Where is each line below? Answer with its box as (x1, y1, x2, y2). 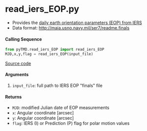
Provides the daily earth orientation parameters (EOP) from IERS (12, 20, 142, 26)
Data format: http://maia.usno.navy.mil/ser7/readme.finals (12, 25, 130, 30)
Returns (5, 94, 22, 100)
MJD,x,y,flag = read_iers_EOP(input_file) (5, 52, 93, 57)
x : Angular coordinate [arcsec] (12, 110, 74, 116)
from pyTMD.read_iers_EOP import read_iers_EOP (5, 47, 105, 52)
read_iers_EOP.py (5, 3, 80, 15)
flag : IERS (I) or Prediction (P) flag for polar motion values (12, 120, 130, 126)
